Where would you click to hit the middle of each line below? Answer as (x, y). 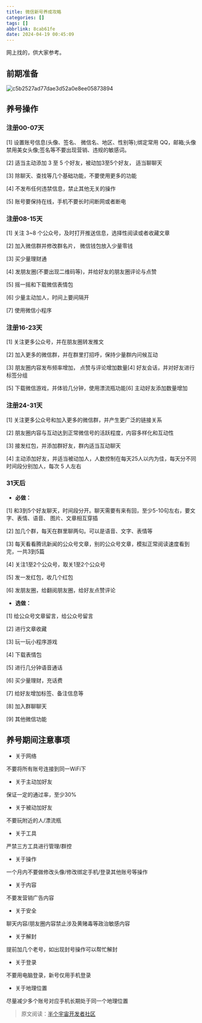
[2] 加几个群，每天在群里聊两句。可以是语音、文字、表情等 (80, 531)
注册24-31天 (24, 405)
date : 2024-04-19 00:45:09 (40, 35)
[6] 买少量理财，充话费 (34, 680)
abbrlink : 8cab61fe (31, 29)
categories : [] (25, 18)
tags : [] (17, 23)
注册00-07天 (25, 128)
